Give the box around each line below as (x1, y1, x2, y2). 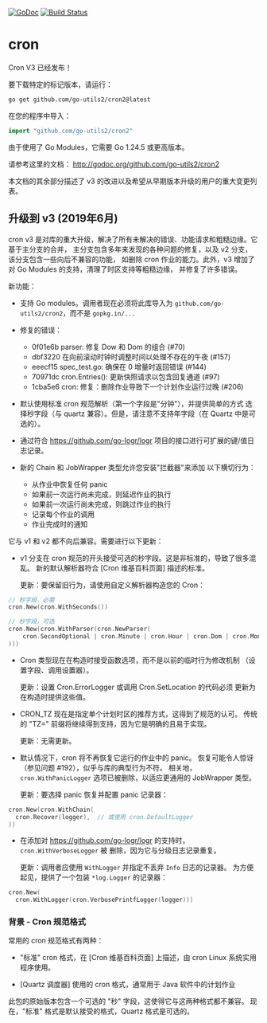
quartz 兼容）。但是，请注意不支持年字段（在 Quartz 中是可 (63, 409, 256, 418)
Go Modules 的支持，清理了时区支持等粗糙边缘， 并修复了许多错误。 (17, 264, 242, 274)
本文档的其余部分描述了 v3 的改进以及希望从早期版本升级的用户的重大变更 (8, 176, 250, 186)
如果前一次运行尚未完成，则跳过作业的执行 (31, 499, 172, 509)
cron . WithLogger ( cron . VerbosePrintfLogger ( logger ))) (15, 896, 194, 904)
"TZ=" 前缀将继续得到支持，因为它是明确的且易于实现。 (29, 719, 211, 728)
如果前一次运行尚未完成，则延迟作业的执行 (31, 489, 172, 499)
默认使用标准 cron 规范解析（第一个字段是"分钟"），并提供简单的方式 (19, 398, 244, 408)
